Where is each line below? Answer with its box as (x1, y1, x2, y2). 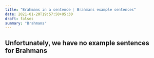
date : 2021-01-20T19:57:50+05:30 (5, 12, 73, 17)
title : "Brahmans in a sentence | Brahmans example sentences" (5, 7, 136, 12)
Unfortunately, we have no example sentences (5, 39, 150, 47)
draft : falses (5, 16, 34, 21)
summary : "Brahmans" (5, 20, 47, 26)
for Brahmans (5, 46, 47, 55)
